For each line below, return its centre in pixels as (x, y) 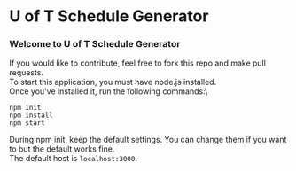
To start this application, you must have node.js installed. (113, 82)
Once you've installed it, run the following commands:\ (109, 91)
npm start (27, 123)
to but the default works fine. (62, 149)
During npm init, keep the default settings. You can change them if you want (148, 140)
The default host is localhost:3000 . (73, 159)
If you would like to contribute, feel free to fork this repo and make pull (137, 63)
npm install (31, 116)
